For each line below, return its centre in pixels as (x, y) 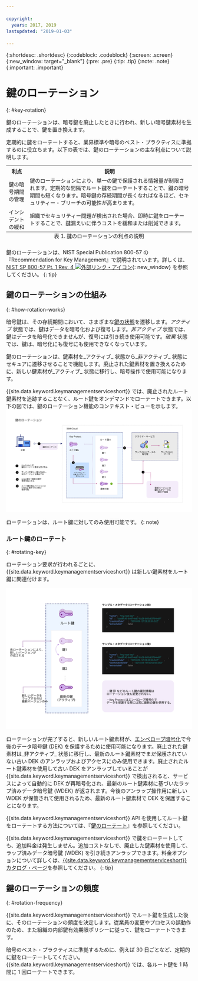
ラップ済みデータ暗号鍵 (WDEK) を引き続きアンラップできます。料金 (89, 853)
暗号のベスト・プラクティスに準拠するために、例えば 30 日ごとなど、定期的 (98, 950)
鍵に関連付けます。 (29, 579)
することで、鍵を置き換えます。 (49, 129)
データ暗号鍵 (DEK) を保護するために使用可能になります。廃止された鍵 (102, 747)
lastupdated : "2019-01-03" (39, 31)
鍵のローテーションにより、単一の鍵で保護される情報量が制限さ (107, 180)
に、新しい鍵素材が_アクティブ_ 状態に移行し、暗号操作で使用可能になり (94, 371)
